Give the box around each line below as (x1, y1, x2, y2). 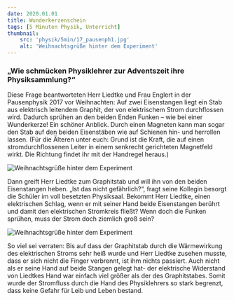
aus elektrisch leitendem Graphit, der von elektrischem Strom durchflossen (7, 106, 224, 114)
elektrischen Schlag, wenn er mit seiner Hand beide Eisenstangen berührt (7, 200, 221, 208)
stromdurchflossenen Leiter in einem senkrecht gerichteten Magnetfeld (7, 143, 213, 151)
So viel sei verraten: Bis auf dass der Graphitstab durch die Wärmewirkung (7, 242, 223, 250)
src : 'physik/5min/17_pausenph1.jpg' (20, 36, 130, 43)
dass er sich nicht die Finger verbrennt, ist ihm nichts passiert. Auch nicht (7, 257, 220, 265)
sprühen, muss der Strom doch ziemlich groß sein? (7, 214, 155, 223)
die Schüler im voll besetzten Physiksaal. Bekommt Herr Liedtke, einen (7, 192, 211, 200)
